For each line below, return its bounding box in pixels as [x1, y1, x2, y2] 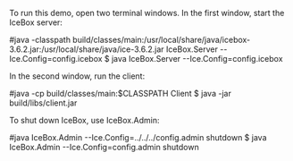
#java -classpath [9, 35, 71, 45]
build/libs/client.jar [9, 97, 78, 108]
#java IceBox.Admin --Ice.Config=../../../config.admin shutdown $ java [9, 132, 267, 142]
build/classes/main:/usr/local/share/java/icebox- [72, 35, 251, 45]
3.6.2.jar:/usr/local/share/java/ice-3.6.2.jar [9, 44, 164, 55]
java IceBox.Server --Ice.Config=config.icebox [111, 54, 283, 64]
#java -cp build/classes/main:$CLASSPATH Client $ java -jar [9, 89, 232, 98]
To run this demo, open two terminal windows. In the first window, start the [9, 8, 285, 18]
